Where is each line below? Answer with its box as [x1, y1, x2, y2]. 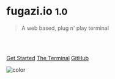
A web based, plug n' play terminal [21, 24, 109, 32]
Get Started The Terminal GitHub [6, 54, 89, 61]
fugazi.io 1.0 [6, 4, 68, 18]
